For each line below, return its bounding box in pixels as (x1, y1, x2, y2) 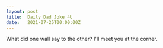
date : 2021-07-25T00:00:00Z (6, 19, 81, 25)
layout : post (6, 8, 39, 15)
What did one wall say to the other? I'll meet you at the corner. (6, 36, 158, 43)
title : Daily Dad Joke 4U (6, 14, 73, 20)
